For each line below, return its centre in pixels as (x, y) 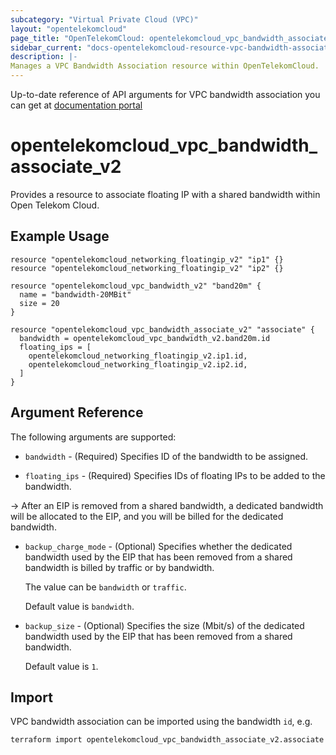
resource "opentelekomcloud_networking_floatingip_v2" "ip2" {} (147, 268)
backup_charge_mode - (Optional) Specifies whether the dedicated (158, 546)
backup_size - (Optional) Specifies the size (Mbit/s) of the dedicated (164, 625)
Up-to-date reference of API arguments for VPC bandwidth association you (165, 94)
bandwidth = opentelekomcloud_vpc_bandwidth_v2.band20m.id (145, 338)
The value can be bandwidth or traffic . (105, 587)
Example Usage (60, 236)
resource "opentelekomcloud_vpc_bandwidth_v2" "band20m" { (136, 286)
